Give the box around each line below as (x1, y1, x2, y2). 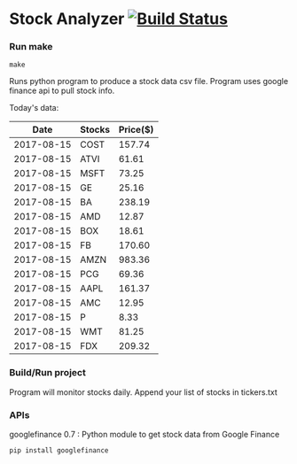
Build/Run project (9, 367, 86, 379)
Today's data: (9, 103, 59, 113)
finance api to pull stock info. (9, 85, 115, 97)
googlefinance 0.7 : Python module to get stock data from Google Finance (9, 429, 280, 440)
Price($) (118, 124, 154, 136)
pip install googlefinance (9, 446, 109, 455)
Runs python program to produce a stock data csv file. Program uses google (9, 76, 289, 87)
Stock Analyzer (9, 9, 125, 29)
